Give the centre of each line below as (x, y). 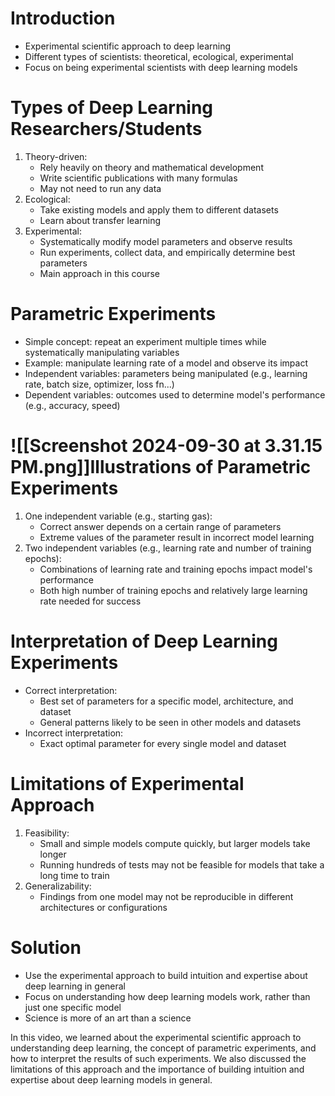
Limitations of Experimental (127, 783)
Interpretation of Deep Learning (144, 641)
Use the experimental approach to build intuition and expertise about (166, 975)
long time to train (74, 875)
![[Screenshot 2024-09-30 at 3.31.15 (166, 446)
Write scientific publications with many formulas (138, 178)
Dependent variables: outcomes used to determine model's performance (175, 394)
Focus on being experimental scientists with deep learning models (161, 67)
